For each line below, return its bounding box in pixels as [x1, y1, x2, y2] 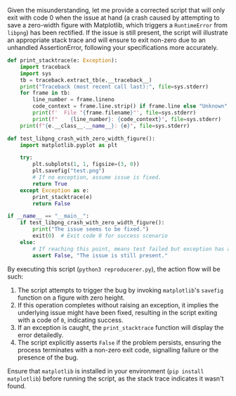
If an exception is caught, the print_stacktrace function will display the [17, 323, 224, 331]
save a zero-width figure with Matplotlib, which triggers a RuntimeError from [7, 21, 228, 29]
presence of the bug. [17, 353, 79, 362]
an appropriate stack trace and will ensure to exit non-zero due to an [7, 36, 206, 44]
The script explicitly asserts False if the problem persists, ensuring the [17, 338, 221, 347]
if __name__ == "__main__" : [7, 212, 90, 220]
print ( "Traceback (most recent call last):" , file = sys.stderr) [20, 83, 209, 90]
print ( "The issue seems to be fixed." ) [32, 226, 150, 233]
